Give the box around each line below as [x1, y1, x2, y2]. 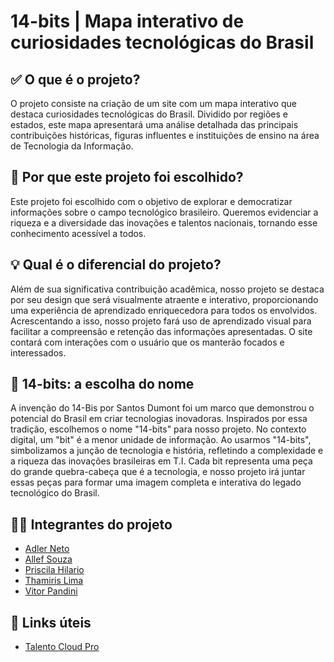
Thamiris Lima [24, 575, 84, 587]
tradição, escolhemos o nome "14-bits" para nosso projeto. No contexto [10, 423, 307, 435]
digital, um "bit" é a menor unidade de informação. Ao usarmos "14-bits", [10, 434, 312, 446]
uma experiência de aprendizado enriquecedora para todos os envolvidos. [10, 304, 318, 316]
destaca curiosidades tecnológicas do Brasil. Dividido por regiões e [10, 108, 289, 120]
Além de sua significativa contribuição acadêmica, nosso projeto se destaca [10, 283, 325, 295]
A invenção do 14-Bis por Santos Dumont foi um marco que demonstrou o [10, 402, 315, 414]
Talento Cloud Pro [24, 641, 100, 653]
